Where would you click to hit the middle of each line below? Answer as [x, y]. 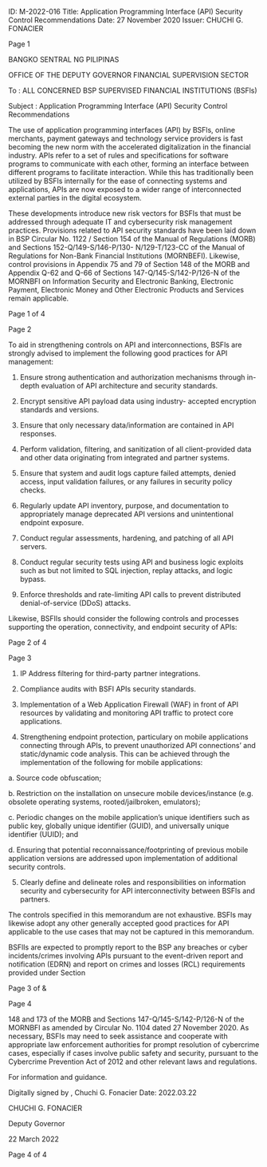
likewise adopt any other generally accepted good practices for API [119, 923]
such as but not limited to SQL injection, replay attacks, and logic [126, 570]
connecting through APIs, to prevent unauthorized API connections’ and [138, 745]
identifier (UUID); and [43, 834]
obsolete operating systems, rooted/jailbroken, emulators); [104, 802]
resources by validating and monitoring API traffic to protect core [126, 713]
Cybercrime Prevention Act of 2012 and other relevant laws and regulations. [133, 1061]
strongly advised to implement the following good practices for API [118, 353]
